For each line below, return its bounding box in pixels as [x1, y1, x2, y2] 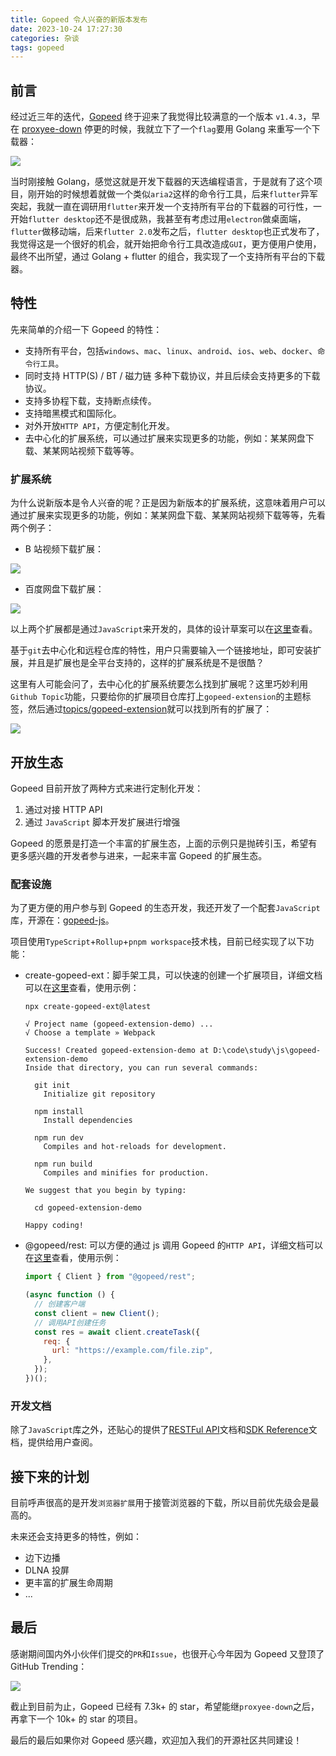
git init [34, 1081, 71, 1091]
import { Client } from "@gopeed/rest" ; [24, 1272, 196, 1282]
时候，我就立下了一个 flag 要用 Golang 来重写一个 [110, 123, 312, 135]
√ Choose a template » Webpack [24, 1028, 156, 1038]
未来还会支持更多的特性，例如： [10, 1531, 142, 1543]
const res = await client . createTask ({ [34, 1327, 201, 1337]
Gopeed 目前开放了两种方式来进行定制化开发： [10, 782, 204, 794]
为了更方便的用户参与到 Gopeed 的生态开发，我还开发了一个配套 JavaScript [10, 902, 321, 914]
